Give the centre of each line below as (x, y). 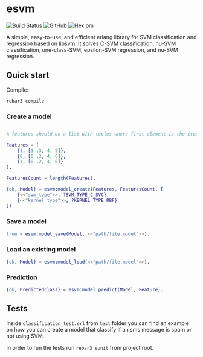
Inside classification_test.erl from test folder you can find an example (98, 323)
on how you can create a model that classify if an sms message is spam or (99, 329)
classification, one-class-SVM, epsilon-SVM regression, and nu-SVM (92, 49)
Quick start (28, 75)
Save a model (26, 221)
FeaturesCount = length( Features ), (51, 178)
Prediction (22, 277)
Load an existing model (41, 249)
